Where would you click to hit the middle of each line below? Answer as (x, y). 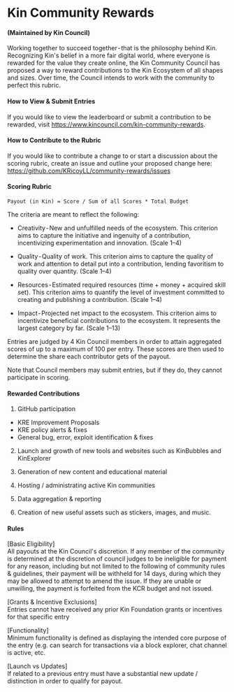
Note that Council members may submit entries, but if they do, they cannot (115, 370)
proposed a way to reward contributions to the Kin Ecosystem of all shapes (115, 71)
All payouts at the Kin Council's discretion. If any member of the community (116, 552)
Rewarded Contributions (44, 394)
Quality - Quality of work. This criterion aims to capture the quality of (115, 256)
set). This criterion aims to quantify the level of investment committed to (121, 292)
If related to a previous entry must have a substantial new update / (102, 674)
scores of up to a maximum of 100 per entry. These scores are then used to (116, 349)
